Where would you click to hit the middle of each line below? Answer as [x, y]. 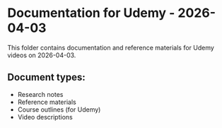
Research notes [40, 94]
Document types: [47, 77]
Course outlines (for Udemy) [59, 109]
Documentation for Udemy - [91, 13]
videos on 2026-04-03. [42, 55]
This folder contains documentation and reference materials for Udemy [111, 47]
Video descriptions [45, 117]
